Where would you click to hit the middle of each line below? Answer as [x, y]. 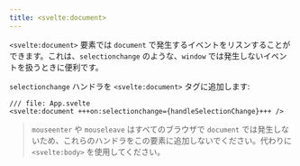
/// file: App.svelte [50, 103]
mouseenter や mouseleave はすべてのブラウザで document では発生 [152, 129]
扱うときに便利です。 [64, 67]
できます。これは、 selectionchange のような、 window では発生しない [136, 56]
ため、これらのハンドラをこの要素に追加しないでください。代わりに [166, 140]
